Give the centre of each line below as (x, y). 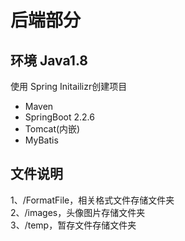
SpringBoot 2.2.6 (59, 117)
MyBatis (41, 140)
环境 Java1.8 (49, 60)
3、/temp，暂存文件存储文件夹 (73, 225)
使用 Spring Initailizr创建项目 (69, 86)
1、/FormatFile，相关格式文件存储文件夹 (92, 200)
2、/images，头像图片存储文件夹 (78, 212)
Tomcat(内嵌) (52, 129)
